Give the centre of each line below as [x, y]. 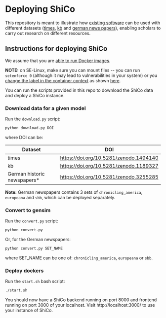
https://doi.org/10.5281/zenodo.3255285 [109, 177]
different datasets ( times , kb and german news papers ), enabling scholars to [83, 28]
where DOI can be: [24, 137]
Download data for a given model [45, 108]
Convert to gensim [28, 210]
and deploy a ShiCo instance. [35, 95]
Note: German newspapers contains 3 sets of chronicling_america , [74, 192]
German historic [26, 174]
